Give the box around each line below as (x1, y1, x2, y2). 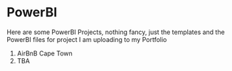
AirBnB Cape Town (16, 49, 73, 58)
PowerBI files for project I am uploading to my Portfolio (6, 35, 167, 43)
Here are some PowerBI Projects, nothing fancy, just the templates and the (6, 28, 225, 36)
